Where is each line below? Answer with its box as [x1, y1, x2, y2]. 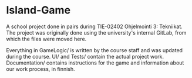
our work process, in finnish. [6, 65, 75, 72]
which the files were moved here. [6, 35, 87, 42]
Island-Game [6, 4, 71, 17]
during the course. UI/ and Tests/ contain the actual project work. [6, 53, 164, 60]
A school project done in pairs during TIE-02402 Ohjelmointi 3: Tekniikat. [6, 23, 183, 30]
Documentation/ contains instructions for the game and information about [6, 59, 184, 66]
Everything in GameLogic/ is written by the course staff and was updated [6, 46, 183, 53]
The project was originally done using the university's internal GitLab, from [6, 29, 187, 36]
